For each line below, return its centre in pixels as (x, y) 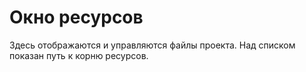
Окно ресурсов (76, 17)
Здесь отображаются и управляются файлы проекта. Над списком (152, 45)
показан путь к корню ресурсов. (79, 55)
